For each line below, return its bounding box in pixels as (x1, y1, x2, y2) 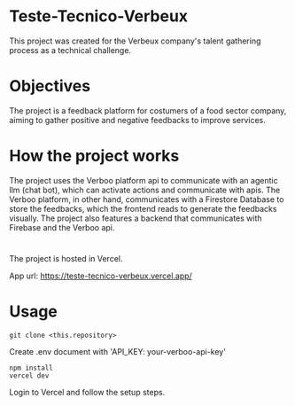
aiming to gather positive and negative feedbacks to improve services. (9, 114, 266, 125)
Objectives (9, 76, 91, 97)
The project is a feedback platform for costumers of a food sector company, (9, 105, 287, 116)
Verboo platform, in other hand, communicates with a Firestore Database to (9, 193, 284, 205)
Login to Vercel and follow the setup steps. (9, 386, 166, 397)
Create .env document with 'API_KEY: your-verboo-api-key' (9, 346, 226, 356)
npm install (9, 363, 53, 372)
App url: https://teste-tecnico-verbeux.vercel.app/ (9, 270, 192, 281)
